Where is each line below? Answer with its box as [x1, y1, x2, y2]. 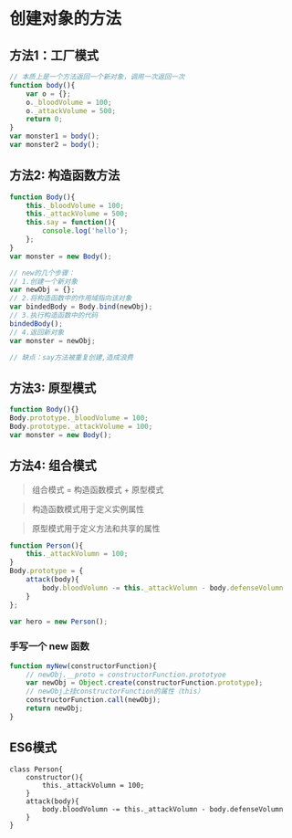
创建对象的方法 [9, 8, 122, 29]
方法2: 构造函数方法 [9, 168, 120, 183]
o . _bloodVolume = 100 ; [26, 98, 112, 107]
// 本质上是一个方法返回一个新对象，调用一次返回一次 [9, 72, 185, 81]
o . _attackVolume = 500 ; [26, 106, 117, 115]
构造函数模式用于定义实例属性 [31, 503, 144, 514]
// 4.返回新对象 [9, 328, 65, 337]
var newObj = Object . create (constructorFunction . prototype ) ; [26, 678, 263, 687]
